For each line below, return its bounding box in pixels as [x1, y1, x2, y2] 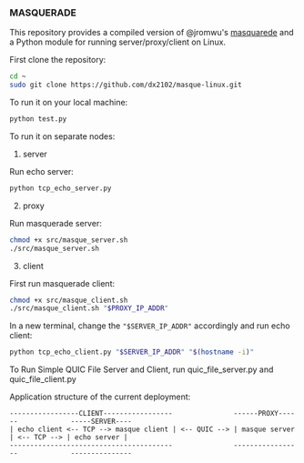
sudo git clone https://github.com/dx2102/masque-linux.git [9, 80, 243, 90]
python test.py [9, 115, 67, 124]
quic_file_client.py [9, 374, 77, 385]
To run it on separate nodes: [9, 130, 116, 142]
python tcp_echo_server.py [9, 184, 112, 193]
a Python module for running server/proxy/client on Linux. [9, 36, 226, 47]
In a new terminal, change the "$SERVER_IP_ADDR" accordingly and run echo [9, 320, 290, 331]
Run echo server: [9, 166, 75, 176]
